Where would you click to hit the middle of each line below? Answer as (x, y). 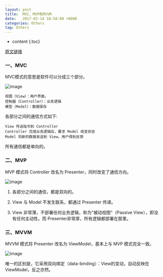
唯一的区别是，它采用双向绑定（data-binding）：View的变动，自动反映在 (77, 264)
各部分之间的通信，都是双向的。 (44, 192)
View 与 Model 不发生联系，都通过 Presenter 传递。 (64, 202)
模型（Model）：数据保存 (26, 107)
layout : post (18, 9)
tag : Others (17, 28)
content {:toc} (26, 41)
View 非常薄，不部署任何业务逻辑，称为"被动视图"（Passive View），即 (83, 212)
